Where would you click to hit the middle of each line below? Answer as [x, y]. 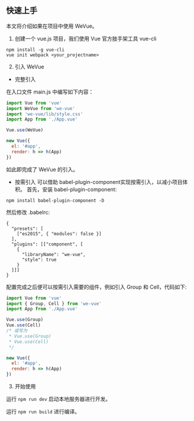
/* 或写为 [17, 331]
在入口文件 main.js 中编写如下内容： [50, 92]
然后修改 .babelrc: [28, 212]
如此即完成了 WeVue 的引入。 [42, 169]
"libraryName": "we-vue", [54, 254]
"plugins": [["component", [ [47, 244]
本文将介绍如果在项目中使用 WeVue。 [52, 26]
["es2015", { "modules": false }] [59, 234]
